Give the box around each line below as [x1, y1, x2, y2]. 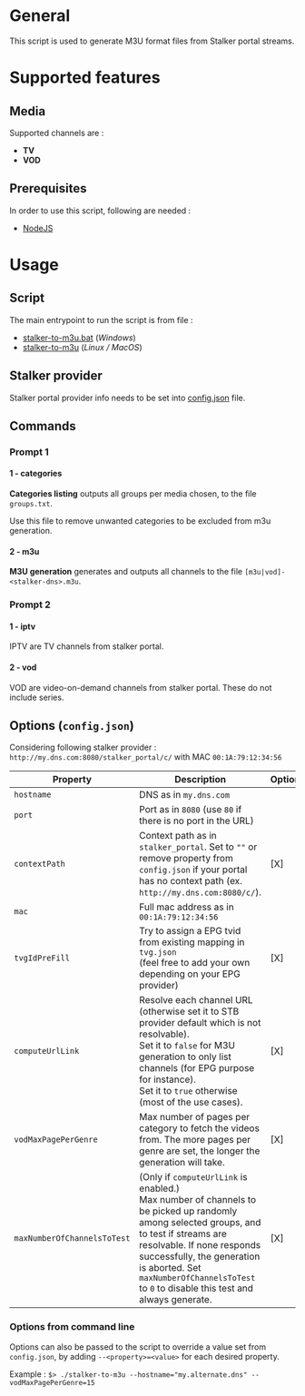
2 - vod [9, 662, 37, 673]
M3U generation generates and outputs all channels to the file [9, 566, 243, 577]
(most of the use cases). [139, 1096, 243, 1108]
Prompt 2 [9, 598, 52, 611]
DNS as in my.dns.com [139, 789, 230, 801]
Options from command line [9, 1321, 135, 1333]
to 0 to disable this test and [139, 1282, 254, 1294]
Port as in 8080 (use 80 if [139, 803, 242, 816]
